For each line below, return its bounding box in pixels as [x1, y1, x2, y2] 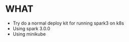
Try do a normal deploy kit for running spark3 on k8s [12, 20, 124, 26]
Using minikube [12, 31, 46, 37]
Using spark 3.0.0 [12, 25, 50, 31]
